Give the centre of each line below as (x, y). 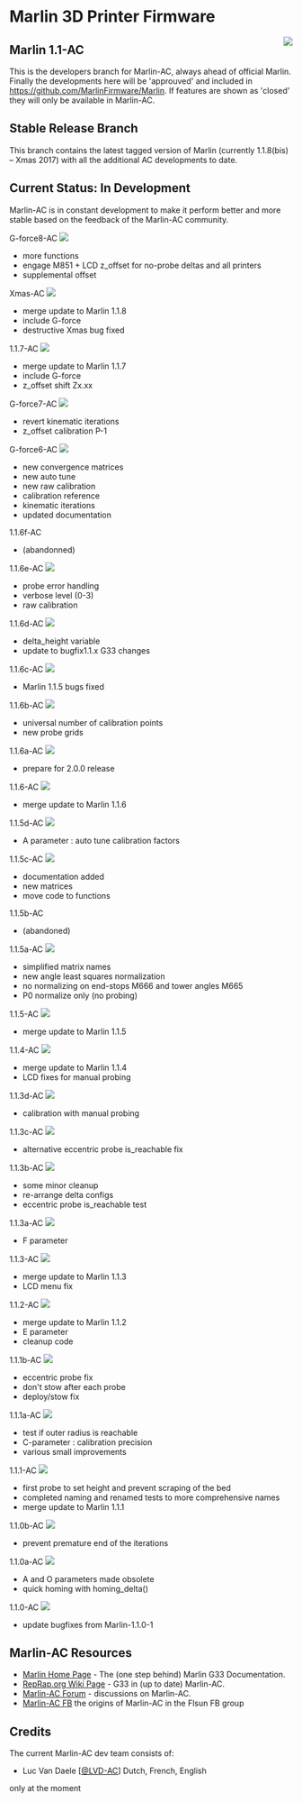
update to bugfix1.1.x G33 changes (86, 650)
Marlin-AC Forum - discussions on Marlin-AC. (107, 1694)
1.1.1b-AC (26, 1359)
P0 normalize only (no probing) (80, 995)
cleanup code (48, 1341)
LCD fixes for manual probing (77, 1077)
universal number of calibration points (93, 722)
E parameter (45, 1331)
